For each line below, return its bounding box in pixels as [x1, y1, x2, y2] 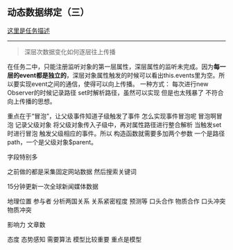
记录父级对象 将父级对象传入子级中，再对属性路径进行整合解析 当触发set [15, 120, 222, 128]
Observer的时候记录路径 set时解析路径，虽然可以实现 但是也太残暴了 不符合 [7, 88, 224, 97]
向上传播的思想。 [7, 97, 56, 106]
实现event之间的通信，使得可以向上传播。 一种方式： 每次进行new [19, 79, 209, 88]
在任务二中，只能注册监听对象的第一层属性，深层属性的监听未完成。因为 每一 [7, 62, 226, 71]
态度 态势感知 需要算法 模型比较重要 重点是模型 [7, 235, 142, 243]
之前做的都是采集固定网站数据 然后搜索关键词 [7, 167, 137, 176]
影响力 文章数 [7, 220, 46, 228]
